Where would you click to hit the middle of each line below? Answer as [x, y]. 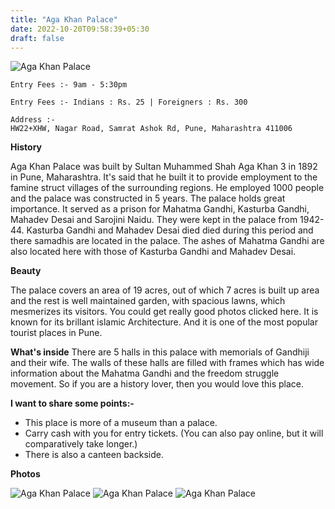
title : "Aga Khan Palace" [64, 19]
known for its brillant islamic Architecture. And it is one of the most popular [164, 322]
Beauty [26, 271]
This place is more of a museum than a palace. [121, 423]
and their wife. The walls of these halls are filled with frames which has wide [167, 363]
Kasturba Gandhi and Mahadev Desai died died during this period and [170, 230]
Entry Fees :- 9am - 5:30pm [69, 85]
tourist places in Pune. [56, 333]
